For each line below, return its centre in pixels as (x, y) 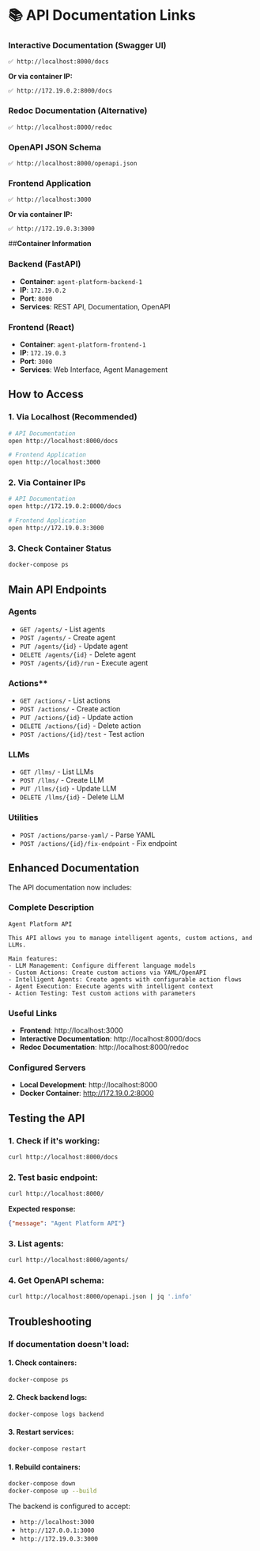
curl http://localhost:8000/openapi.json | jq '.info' (100, 1297)
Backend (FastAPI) (45, 264)
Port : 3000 (36, 361)
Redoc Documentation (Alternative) (78, 111)
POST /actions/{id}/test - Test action (82, 734)
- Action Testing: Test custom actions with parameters (102, 993)
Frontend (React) (41, 327)
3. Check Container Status (60, 548)
